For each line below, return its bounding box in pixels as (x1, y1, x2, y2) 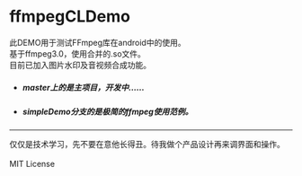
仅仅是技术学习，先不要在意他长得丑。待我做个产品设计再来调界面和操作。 (9, 139, 285, 150)
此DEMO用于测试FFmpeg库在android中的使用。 (9, 37, 186, 48)
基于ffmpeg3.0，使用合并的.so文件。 (9, 48, 147, 59)
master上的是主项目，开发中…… (22, 82, 146, 92)
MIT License (9, 159, 56, 170)
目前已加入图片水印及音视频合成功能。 (9, 59, 151, 70)
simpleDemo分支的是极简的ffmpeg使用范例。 (22, 106, 193, 117)
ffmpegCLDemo (9, 6, 130, 27)
